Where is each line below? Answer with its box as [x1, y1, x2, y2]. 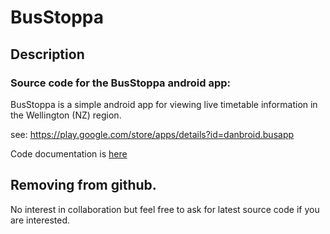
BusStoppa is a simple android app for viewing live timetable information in [10, 98, 318, 110]
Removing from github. [10, 177, 157, 194]
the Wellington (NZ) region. [10, 109, 122, 121]
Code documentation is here [10, 147, 128, 160]
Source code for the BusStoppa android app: [10, 76, 231, 90]
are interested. [10, 214, 71, 226]
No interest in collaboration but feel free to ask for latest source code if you [10, 203, 320, 215]
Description [10, 46, 85, 63]
